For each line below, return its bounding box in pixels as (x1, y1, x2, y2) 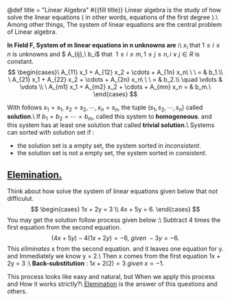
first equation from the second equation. (7, 223, 122, 232)
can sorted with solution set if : (7, 129, 95, 137)
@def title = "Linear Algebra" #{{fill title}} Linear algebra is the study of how (7, 6, 222, 14)
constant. (7, 57, 34, 65)
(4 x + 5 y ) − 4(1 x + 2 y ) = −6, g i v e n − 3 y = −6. (51, 234, 180, 243)
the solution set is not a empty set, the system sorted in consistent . (16, 149, 207, 157)
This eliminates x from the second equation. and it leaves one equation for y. (7, 245, 224, 253)
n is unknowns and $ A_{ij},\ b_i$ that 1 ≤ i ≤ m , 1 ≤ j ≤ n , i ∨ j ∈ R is (7, 49, 200, 58)
